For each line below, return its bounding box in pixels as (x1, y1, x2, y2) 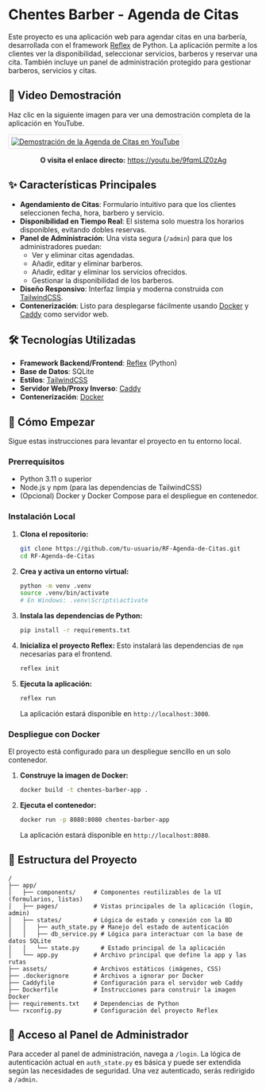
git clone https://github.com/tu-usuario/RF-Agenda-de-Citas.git (19, 544, 241, 552)
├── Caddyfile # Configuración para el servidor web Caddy (8, 979, 244, 987)
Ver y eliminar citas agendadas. (31, 250, 135, 259)
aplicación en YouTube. (8, 118, 85, 128)
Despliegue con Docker (8, 728, 101, 739)
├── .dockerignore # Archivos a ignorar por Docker (8, 972, 204, 980)
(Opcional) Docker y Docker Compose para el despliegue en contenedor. (19, 491, 259, 501)
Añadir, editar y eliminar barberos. (31, 259, 143, 268)
